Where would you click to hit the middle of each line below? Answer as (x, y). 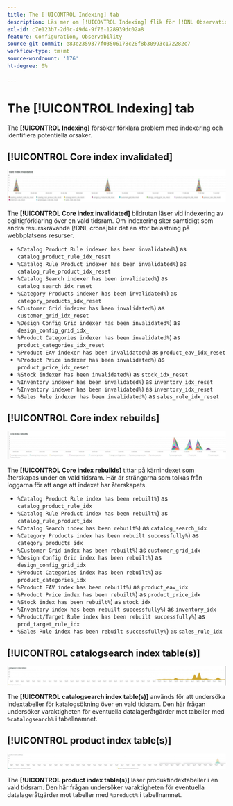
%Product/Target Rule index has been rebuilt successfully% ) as (111, 616)
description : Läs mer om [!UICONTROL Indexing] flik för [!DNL (101, 22)
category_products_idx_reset (59, 301)
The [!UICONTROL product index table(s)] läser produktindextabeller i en (113, 780)
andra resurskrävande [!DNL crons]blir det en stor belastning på (98, 228)
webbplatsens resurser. (41, 235)
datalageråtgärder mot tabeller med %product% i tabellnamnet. (95, 794)
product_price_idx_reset (53, 367)
